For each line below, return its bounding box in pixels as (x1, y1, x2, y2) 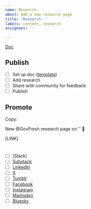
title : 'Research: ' (5, 16, 48, 21)
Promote (5, 103, 32, 111)
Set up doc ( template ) (12, 71, 57, 77)
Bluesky (12, 198, 29, 204)
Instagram (12, 187, 33, 193)
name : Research (5, 7, 37, 12)
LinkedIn (12, 164, 30, 170)
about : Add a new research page (5, 12, 72, 17)
